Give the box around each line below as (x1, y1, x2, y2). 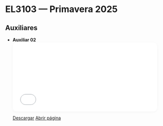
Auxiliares (5, 24, 38, 32)
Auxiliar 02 (12, 37, 36, 43)
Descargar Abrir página (12, 115, 61, 121)
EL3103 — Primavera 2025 (5, 4, 118, 15)
